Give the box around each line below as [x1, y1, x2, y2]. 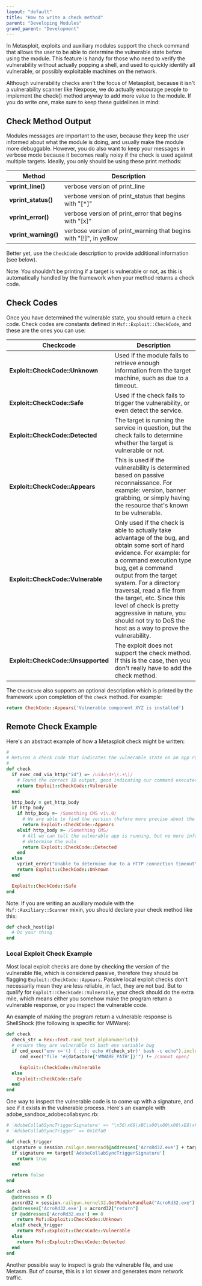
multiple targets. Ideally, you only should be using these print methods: [6, 158, 182, 165]
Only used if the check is [114, 518, 185, 527]
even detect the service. [114, 406, 183, 415]
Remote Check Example [6, 721, 97, 732]
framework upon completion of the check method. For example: [6, 693, 163, 700]
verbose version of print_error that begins [64, 209, 182, 218]
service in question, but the [114, 423, 192, 431]
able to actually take [114, 525, 171, 534]
